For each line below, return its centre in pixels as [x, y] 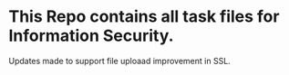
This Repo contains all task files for [144, 17]
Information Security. [91, 36]
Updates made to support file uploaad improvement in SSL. [120, 61]
